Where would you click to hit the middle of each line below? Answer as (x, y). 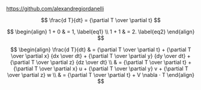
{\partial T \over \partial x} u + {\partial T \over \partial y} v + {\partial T (101, 69)
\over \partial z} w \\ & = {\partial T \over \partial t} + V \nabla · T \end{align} (101, 75)
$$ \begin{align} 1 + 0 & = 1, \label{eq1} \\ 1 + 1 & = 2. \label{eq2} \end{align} (101, 32)
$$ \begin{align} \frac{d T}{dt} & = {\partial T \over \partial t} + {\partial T (101, 49)
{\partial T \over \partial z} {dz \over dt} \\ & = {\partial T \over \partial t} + (101, 62)
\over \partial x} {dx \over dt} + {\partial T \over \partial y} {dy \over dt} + (101, 56)
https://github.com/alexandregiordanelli (55, 9)
